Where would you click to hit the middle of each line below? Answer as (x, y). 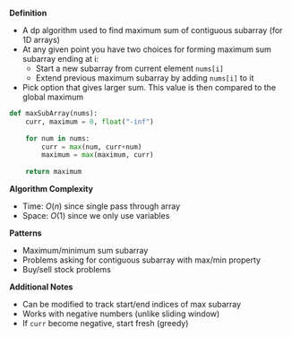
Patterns (26, 233)
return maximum (54, 172)
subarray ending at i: (60, 59)
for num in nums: (58, 138)
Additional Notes (41, 287)
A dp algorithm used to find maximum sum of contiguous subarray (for (152, 30)
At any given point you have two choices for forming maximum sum (146, 49)
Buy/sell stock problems (67, 269)
